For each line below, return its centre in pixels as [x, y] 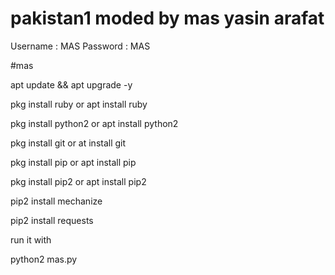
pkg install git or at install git [68, 143]
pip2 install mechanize [56, 201]
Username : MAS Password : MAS [80, 46]
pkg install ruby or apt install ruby [79, 104]
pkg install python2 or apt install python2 [94, 123]
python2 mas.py [44, 259]
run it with [31, 239]
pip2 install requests [52, 220]
